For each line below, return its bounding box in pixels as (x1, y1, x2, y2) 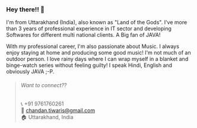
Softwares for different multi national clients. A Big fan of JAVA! (6, 31, 161, 39)
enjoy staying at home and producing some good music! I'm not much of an (6, 49, 191, 56)
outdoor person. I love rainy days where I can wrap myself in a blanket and (6, 56, 189, 63)
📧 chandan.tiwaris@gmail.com (20, 107, 96, 114)
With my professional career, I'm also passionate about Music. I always (6, 43, 180, 50)
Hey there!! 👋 (6, 5, 45, 14)
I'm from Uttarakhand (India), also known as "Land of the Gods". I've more (6, 19, 188, 26)
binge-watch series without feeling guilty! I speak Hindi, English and (6, 62, 173, 69)
